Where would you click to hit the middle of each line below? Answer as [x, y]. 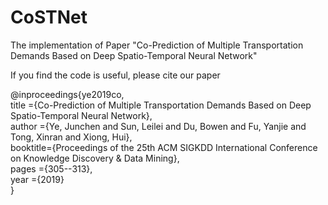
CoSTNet [49, 17]
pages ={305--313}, [51, 168]
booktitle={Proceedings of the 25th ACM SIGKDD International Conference [164, 147]
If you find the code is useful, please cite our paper [115, 75]
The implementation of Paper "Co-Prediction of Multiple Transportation [157, 45]
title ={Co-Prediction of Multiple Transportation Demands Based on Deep [161, 105]
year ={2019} [37, 179]
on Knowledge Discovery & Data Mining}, [95, 158]
